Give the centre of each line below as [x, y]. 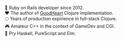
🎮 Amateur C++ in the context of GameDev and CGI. [60, 26]
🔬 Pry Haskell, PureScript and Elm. [40, 33]
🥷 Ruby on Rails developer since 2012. [44, 8]
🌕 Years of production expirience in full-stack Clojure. [61, 18]
